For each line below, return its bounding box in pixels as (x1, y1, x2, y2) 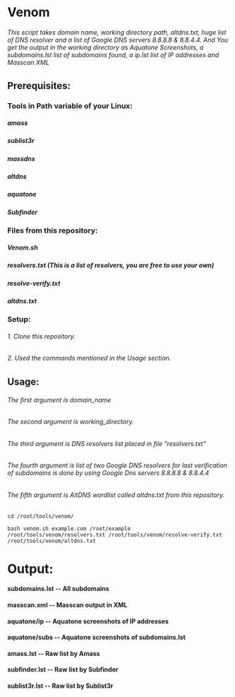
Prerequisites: (7, 80, 71, 92)
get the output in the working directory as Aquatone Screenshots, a (7, 43, 204, 52)
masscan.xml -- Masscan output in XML (7, 601, 128, 609)
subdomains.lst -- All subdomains (7, 585, 109, 593)
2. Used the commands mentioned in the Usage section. (7, 354, 171, 363)
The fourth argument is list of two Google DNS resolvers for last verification (7, 461, 228, 470)
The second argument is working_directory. (7, 418, 134, 426)
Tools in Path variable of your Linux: (7, 101, 133, 111)
